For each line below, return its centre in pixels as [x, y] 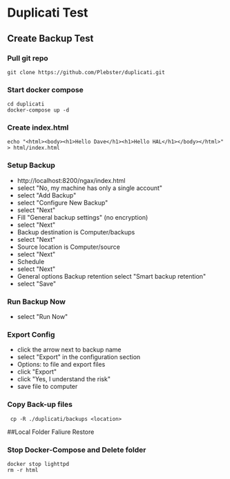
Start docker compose [46, 89]
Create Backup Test [50, 38]
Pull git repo [28, 58]
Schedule [31, 261]
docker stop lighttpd [38, 464]
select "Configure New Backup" [63, 202]
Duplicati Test [48, 13]
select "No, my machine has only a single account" [90, 188]
